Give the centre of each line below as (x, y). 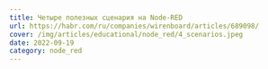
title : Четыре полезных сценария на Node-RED (96, 17)
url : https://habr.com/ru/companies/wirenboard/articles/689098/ (134, 26)
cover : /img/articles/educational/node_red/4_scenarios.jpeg (126, 34)
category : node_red (46, 51)
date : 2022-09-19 (42, 43)
